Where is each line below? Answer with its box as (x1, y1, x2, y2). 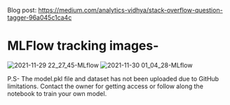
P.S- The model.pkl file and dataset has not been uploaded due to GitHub (7, 74, 219, 83)
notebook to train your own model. (7, 89, 107, 97)
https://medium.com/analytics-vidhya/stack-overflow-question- (38, 6, 223, 14)
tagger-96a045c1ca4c (7, 13, 72, 22)
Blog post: (7, 6, 37, 14)
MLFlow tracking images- (7, 38, 159, 54)
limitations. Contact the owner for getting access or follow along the (7, 82, 203, 90)
